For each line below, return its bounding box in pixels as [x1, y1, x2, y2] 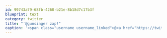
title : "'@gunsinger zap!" [5, 21, 61, 26]
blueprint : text [5, 12, 39, 17]
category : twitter [5, 16, 43, 21]
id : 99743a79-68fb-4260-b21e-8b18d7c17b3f [5, 7, 94, 12]
